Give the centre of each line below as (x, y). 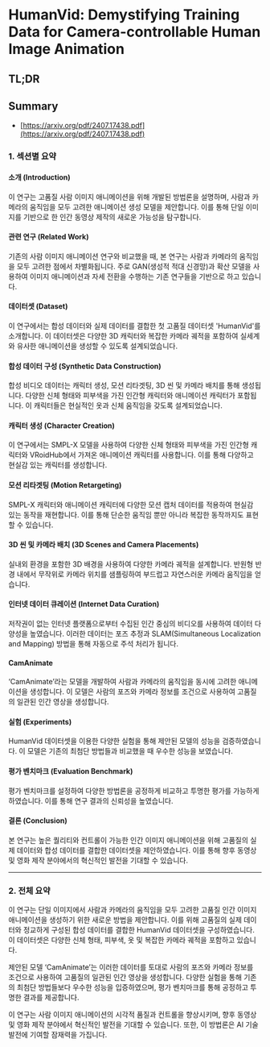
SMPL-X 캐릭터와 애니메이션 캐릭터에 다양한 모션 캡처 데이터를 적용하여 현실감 (131, 505)
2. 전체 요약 (29, 891)
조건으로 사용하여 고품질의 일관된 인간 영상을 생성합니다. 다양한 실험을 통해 (125, 978)
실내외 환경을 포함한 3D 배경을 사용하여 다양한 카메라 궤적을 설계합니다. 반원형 (131, 564)
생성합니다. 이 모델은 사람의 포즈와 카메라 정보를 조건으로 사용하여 (132, 692)
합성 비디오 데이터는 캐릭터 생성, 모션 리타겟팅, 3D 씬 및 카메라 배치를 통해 (124, 385)
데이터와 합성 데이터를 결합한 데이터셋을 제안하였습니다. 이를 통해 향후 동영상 (137, 850)
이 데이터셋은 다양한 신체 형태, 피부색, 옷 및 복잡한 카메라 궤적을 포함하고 (122, 940)
